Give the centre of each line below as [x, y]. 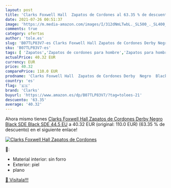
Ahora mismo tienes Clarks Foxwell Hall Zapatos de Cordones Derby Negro [84, 119]
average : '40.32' [24, 105]
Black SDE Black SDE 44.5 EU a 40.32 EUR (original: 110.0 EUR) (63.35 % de [85, 124]
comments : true [21, 29]
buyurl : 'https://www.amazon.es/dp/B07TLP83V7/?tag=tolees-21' [74, 95]
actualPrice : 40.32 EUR [31, 57]
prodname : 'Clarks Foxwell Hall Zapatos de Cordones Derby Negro [78, 76]
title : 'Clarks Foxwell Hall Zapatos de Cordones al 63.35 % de [76, 15]
